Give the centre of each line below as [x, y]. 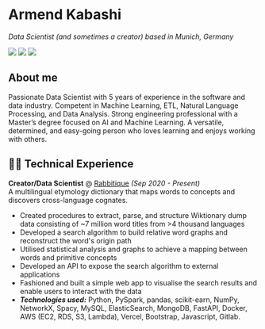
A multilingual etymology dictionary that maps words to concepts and [122, 191]
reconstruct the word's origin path [76, 240]
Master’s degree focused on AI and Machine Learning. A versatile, [116, 122]
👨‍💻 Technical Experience [71, 164]
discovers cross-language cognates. [68, 200]
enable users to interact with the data [81, 291]
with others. [28, 139]
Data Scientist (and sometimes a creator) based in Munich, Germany [121, 36]
